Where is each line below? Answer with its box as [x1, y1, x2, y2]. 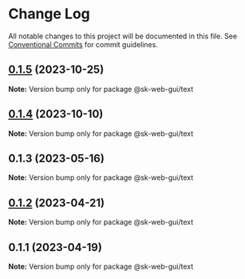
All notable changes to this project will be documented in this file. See [8, 31, 238, 41]
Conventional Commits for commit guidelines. [8, 39, 158, 49]
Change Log [8, 5, 90, 23]
